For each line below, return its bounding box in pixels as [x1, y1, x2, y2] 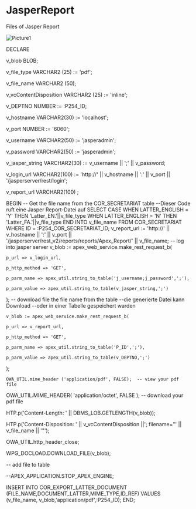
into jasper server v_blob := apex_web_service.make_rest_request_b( [6, 243, 173, 250]
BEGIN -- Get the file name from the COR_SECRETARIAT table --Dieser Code [6, 200, 191, 207]
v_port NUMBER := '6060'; [6, 125, 70, 132]
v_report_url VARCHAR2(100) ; [6, 188, 79, 195]
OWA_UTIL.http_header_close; [6, 438, 80, 445]
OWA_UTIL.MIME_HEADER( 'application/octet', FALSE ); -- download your [6, 392, 184, 399]
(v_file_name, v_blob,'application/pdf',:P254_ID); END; [6, 496, 136, 503]
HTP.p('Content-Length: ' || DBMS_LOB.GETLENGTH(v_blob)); [6, 409, 156, 416]
